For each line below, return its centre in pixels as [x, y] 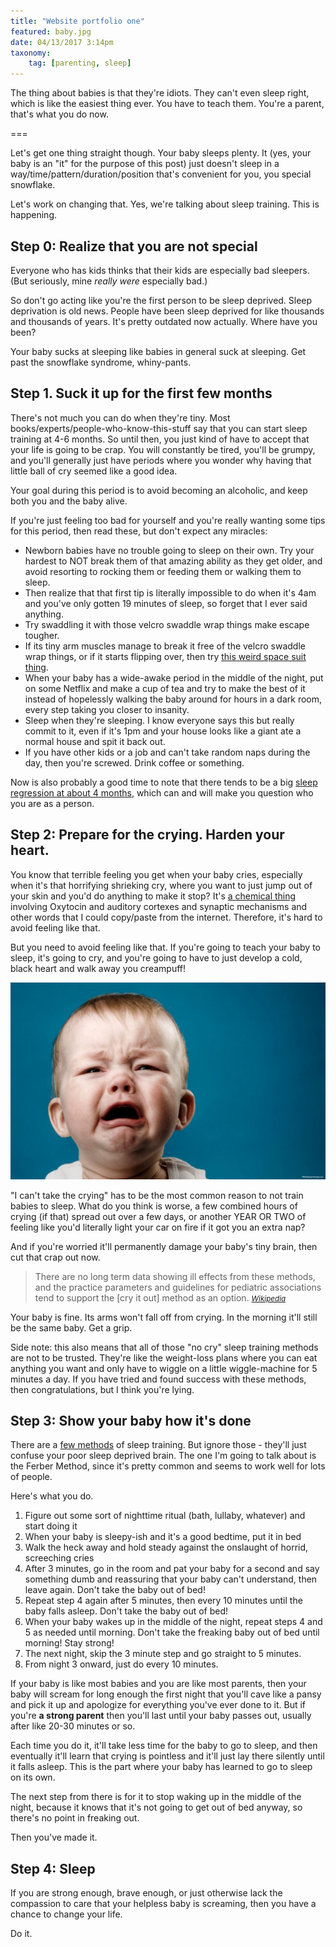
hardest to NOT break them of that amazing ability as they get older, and [173, 561]
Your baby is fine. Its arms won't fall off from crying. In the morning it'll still [164, 1317]
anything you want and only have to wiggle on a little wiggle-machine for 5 [164, 1368]
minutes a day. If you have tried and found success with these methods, [158, 1379]
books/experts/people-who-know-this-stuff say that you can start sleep [159, 428]
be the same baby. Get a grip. [71, 1327]
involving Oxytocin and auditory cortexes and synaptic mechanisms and [159, 906]
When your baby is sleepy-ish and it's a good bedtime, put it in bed [163, 1537]
